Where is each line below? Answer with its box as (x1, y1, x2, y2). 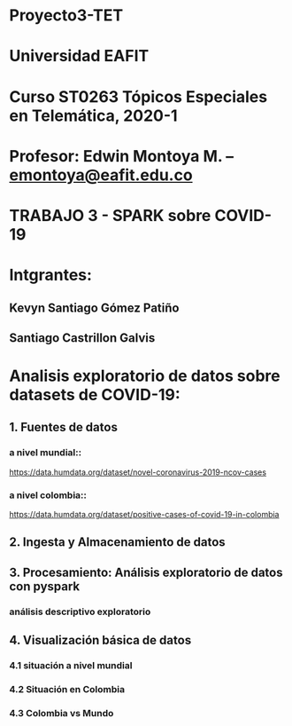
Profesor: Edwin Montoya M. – (9, 146, 234, 166)
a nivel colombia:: (9, 489, 87, 501)
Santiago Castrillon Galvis (9, 330, 156, 345)
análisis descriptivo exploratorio (9, 605, 151, 618)
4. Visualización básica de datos (9, 633, 192, 648)
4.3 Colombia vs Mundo (9, 706, 114, 719)
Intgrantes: (9, 265, 93, 285)
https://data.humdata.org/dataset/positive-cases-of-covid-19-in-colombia (9, 509, 280, 520)
